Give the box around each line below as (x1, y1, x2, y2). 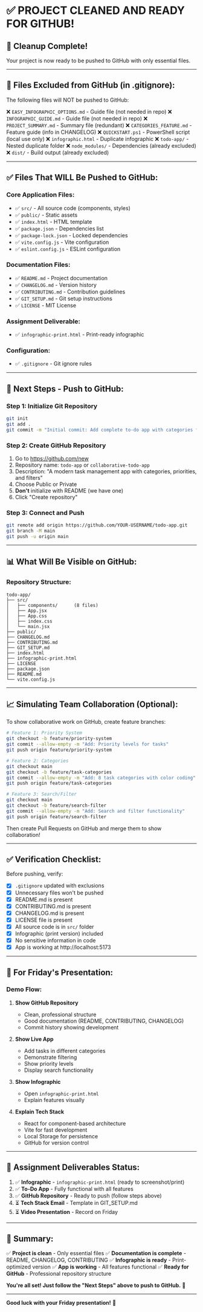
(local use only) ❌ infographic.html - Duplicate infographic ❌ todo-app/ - (6, 135, 189, 142)
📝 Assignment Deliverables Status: (6, 1163, 140, 1173)
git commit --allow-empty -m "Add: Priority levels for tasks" (6, 741, 169, 747)
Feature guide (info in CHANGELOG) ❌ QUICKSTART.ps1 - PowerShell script (6, 128, 190, 136)
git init (6, 416, 28, 422)
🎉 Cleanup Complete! (6, 41, 88, 51)
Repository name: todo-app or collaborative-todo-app (14, 461, 150, 468)
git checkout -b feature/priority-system (6, 736, 112, 742)
